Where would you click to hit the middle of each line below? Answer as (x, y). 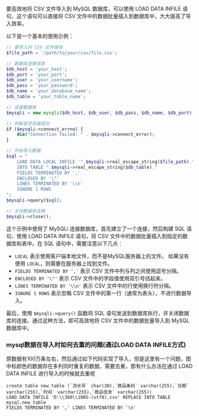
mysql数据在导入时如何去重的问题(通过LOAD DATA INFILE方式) (96, 344)
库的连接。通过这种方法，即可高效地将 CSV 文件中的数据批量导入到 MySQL (98, 320)
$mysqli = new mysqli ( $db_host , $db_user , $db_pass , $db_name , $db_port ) (99, 113)
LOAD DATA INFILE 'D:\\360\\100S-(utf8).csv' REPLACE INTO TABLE (88, 397)
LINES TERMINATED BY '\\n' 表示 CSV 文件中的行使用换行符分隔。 (94, 286)
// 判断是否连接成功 (28, 123)
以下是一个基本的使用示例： (40, 36)
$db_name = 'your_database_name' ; (49, 91)
